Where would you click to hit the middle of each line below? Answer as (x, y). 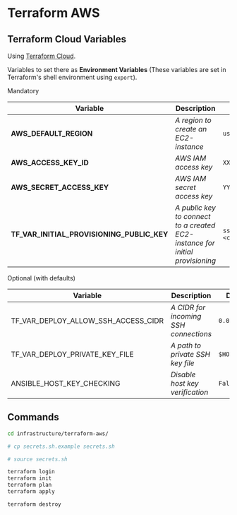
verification (189, 392)
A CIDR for (188, 307)
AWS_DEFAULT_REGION (52, 134)
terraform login (31, 472)
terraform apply (31, 492)
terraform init (30, 478)
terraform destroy (34, 504)
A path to (186, 345)
